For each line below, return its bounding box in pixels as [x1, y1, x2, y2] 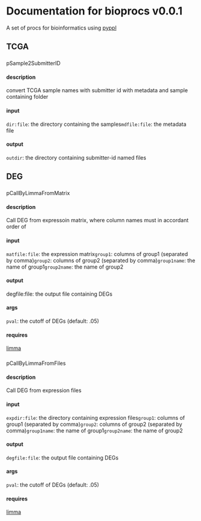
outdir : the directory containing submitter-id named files [6, 154, 146, 161]
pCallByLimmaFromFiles [6, 360, 66, 367]
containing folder [6, 93, 49, 101]
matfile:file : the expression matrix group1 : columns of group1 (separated [6, 250, 188, 257]
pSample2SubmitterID [6, 60, 61, 67]
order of [6, 223, 26, 230]
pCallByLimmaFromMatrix [6, 190, 70, 197]
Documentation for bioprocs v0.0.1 [6, 4, 183, 18]
